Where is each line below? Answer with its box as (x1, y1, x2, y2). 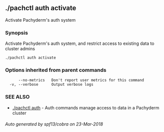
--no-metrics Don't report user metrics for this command (18, 78, 144, 83)
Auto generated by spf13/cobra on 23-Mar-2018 (5, 121, 103, 127)
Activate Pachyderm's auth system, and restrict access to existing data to (5, 40, 155, 46)
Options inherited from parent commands (5, 66, 107, 73)
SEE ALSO (5, 94, 30, 100)
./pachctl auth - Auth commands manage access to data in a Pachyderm (12, 104, 160, 110)
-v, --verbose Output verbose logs (9, 82, 94, 87)
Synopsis (5, 29, 28, 36)
